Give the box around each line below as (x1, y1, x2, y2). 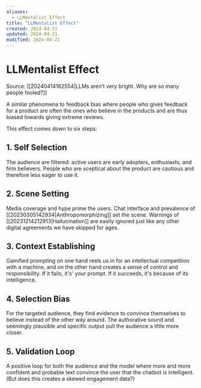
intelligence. (6, 276, 37, 283)
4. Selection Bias (6, 294, 70, 304)
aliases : (6, 8, 28, 15)
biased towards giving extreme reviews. (6, 113, 105, 120)
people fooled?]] (6, 88, 47, 96)
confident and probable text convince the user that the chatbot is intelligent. (6, 369, 194, 376)
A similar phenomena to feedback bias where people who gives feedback (6, 100, 188, 108)
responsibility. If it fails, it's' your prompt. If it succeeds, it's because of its (6, 270, 189, 277)
